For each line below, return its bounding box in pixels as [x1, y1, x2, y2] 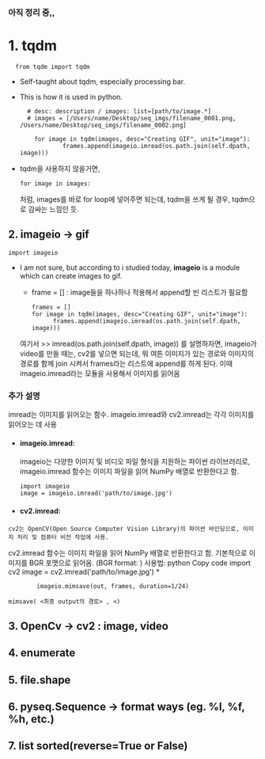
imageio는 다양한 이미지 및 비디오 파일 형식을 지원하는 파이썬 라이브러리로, [19, 457, 251, 466]
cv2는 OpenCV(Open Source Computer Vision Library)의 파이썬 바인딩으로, [8, 525, 240, 533]
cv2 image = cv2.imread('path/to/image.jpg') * [8, 567, 160, 577]
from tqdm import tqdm [15, 63, 90, 70]
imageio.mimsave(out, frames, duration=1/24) [36, 583, 190, 590]
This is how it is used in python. [19, 92, 123, 101]
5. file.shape [8, 673, 71, 686]
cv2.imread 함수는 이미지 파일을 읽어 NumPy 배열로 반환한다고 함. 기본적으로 [8, 548, 248, 558]
